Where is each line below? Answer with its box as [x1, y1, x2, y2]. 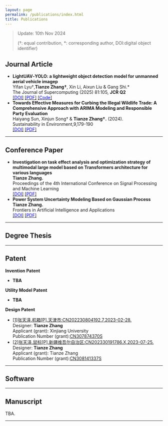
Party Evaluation [12, 111, 48, 117]
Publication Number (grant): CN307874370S [12, 333, 103, 339]
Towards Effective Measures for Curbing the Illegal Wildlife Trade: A [12, 100, 157, 106]
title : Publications [5, 17, 48, 22]
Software [5, 374, 34, 383]
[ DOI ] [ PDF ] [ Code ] [12, 95, 52, 101]
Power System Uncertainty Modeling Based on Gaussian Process [12, 196, 151, 202]
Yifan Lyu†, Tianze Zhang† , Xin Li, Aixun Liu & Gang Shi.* [12, 84, 130, 90]
